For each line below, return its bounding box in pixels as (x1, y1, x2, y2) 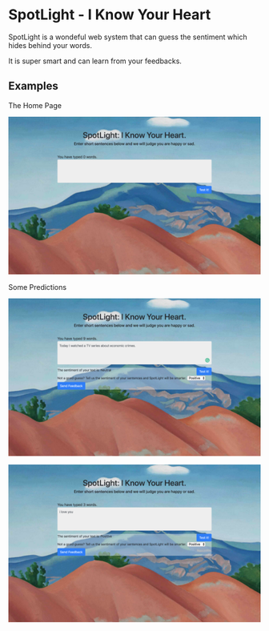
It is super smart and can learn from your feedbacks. (8, 56, 183, 66)
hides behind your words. (8, 40, 93, 50)
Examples (8, 79, 58, 93)
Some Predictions (8, 282, 66, 291)
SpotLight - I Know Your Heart (8, 6, 211, 24)
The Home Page (8, 100, 62, 110)
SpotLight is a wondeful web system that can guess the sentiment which (8, 32, 248, 42)
